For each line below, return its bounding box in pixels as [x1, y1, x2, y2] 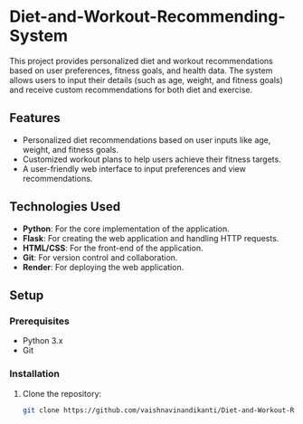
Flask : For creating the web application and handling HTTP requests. [22, 232, 279, 243]
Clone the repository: [22, 388, 102, 399]
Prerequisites [9, 315, 70, 327]
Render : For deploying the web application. [22, 261, 185, 272]
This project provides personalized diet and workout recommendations [9, 55, 274, 66]
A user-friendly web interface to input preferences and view [22, 163, 246, 174]
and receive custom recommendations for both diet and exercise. [9, 84, 253, 95]
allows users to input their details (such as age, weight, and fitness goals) [9, 74, 283, 85]
